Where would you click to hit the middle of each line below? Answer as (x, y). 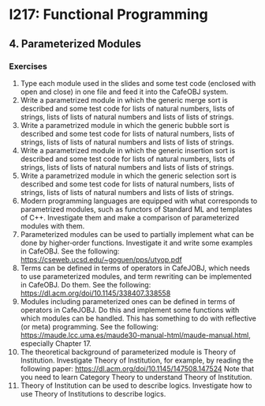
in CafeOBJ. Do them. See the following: (86, 284)
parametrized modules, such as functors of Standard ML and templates (136, 209)
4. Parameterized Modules (75, 44)
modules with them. (52, 226)
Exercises (28, 66)
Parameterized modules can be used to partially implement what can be (137, 234)
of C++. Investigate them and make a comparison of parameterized (130, 217)
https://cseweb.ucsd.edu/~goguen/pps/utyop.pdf (101, 259)
